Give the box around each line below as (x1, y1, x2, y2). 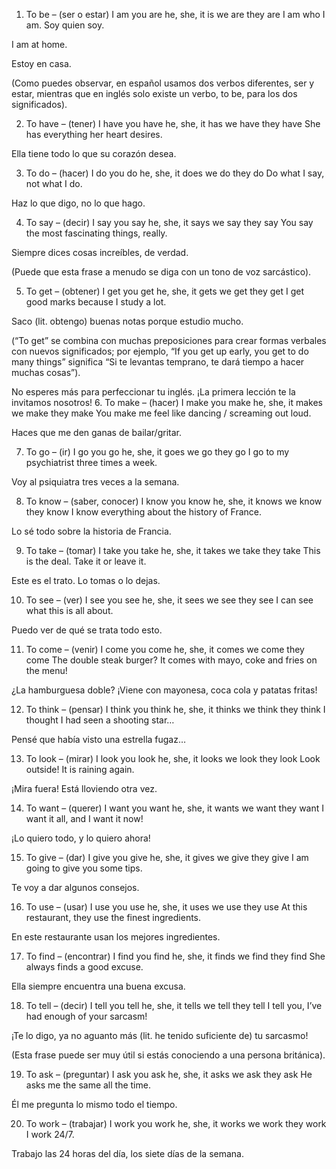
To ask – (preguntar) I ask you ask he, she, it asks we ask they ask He (25, 1069, 313, 1080)
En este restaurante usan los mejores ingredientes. (11, 931, 221, 943)
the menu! (25, 665, 68, 676)
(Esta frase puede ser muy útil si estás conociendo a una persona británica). (11, 1049, 326, 1061)
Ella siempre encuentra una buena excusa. (11, 980, 186, 992)
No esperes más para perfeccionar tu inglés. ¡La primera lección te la (11, 386, 296, 398)
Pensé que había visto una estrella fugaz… (11, 734, 187, 745)
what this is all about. (25, 605, 114, 616)
